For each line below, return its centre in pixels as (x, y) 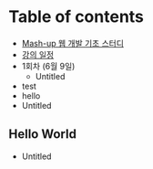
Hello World (42, 134)
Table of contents (76, 17)
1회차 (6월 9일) (48, 66)
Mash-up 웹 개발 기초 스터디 (73, 43)
